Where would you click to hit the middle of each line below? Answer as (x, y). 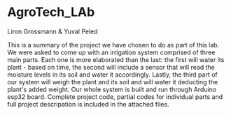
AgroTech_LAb (51, 12)
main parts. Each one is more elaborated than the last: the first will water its (116, 59)
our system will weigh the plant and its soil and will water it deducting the (113, 82)
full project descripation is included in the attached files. (88, 104)
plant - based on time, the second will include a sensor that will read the (111, 67)
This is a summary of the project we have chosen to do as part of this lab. (113, 45)
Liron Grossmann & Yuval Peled (52, 31)
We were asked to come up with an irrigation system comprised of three (111, 52)
